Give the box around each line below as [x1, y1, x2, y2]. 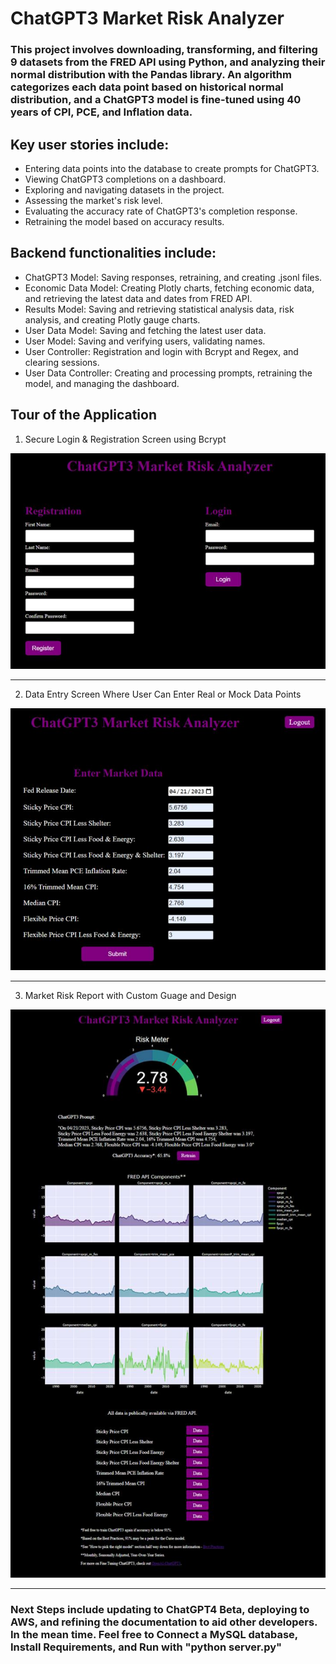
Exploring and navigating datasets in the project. [24, 183, 225, 196]
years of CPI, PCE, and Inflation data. [10, 105, 193, 119]
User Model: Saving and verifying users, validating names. [24, 335, 266, 347]
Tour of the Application [10, 407, 157, 424]
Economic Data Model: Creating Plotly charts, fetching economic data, [24, 282, 315, 294]
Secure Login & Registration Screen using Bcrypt [24, 433, 227, 445]
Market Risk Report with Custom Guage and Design [24, 990, 237, 1002]
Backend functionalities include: [10, 245, 217, 262]
